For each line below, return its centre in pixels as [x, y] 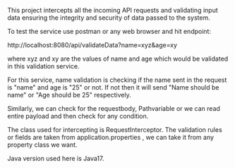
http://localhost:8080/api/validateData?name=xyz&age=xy [92, 45]
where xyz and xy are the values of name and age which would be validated [118, 59]
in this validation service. [43, 66]
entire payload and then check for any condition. [78, 116]
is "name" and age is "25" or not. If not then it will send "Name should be [113, 87]
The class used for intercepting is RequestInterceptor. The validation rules [115, 130]
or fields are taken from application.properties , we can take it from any [110, 137]
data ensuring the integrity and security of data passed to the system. [109, 18]
